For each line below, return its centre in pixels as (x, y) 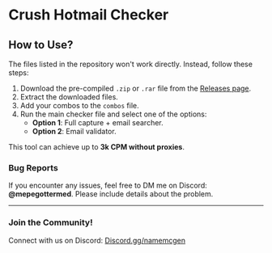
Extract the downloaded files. (69, 97)
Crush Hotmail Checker (89, 15)
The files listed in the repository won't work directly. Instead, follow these (131, 64)
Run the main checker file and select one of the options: (113, 114)
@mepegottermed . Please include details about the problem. (111, 194)
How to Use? (41, 45)
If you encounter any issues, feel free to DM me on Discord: (108, 186)
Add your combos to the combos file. (79, 105)
